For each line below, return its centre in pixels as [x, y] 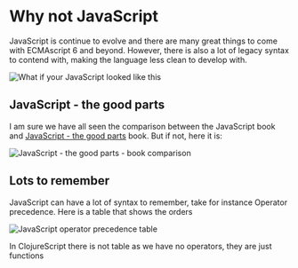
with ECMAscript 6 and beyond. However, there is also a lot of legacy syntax [149, 50]
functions [27, 256]
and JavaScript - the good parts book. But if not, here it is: [116, 136]
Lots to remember [60, 181]
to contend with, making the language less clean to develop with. [128, 59]
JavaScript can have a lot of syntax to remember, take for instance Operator [148, 202]
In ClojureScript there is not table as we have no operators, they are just [141, 246]
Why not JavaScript [84, 16]
